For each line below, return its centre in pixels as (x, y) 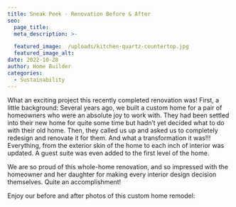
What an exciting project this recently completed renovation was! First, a (113, 100)
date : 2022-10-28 (33, 60)
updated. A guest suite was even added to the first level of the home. (108, 153)
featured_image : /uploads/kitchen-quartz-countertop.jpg (102, 47)
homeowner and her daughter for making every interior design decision (112, 174)
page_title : (32, 27)
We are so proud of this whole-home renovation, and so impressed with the (118, 166)
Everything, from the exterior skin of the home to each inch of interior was (116, 145)
